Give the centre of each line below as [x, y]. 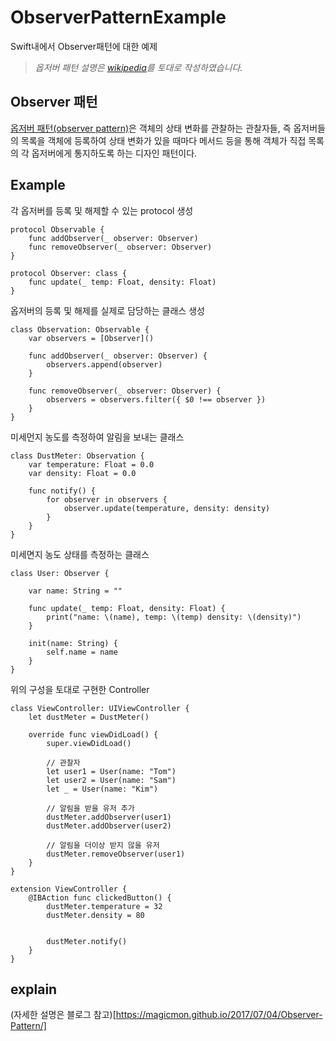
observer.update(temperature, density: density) [167, 508]
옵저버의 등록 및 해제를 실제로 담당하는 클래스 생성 [107, 310]
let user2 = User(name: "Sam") [111, 780]
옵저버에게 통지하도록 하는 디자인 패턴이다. [114, 153]
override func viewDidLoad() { [93, 734]
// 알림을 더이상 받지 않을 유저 [103, 845]
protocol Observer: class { [69, 273]
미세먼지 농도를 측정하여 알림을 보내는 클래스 [97, 437]
